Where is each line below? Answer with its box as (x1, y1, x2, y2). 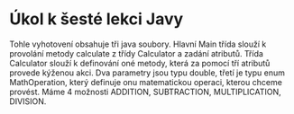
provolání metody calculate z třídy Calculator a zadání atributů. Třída (9, 48, 264, 58)
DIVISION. (9, 95, 47, 107)
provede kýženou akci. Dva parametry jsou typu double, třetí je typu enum (9, 67, 286, 78)
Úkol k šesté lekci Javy (9, 9, 184, 30)
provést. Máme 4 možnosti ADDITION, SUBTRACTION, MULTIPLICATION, (9, 86, 281, 97)
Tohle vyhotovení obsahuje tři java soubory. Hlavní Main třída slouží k (9, 39, 267, 49)
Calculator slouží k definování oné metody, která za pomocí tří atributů (9, 57, 271, 68)
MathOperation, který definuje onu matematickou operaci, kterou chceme (9, 76, 282, 87)
